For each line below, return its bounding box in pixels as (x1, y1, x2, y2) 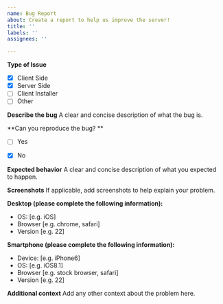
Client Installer (16, 89, 58, 98)
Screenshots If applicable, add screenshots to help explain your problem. (7, 186, 215, 194)
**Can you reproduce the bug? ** (7, 124, 104, 133)
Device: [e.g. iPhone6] (16, 254, 81, 262)
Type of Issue (7, 61, 47, 69)
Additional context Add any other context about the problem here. (7, 289, 196, 297)
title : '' (7, 23, 36, 30)
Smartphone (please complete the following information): (7, 240, 175, 248)
